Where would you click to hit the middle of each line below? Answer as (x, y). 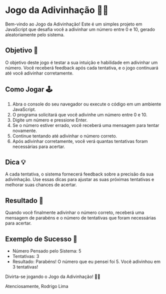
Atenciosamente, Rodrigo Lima (37, 286)
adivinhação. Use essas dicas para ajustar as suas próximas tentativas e (80, 179)
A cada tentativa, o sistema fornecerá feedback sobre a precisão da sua (79, 174)
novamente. (25, 130)
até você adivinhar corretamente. (39, 73)
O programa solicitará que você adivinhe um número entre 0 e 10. (80, 114)
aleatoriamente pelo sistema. (35, 34)
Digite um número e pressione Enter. (50, 120)
